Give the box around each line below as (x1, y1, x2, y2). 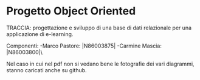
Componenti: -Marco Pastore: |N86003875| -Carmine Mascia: (6, 42, 162, 49)
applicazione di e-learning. (6, 30, 74, 37)
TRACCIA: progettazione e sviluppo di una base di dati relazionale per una (6, 24, 192, 31)
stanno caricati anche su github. (6, 66, 87, 73)
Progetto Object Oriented (6, 4, 136, 18)
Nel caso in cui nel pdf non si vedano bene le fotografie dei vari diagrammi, (6, 60, 195, 67)
